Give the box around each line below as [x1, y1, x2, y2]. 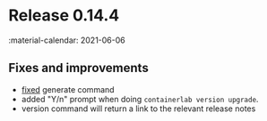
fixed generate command [21, 84, 115, 94]
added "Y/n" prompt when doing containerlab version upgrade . [21, 93, 259, 104]
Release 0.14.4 [8, 5, 120, 26]
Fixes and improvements [8, 60, 149, 76]
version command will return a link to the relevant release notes [21, 103, 256, 114]
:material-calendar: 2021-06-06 [8, 35, 126, 45]
